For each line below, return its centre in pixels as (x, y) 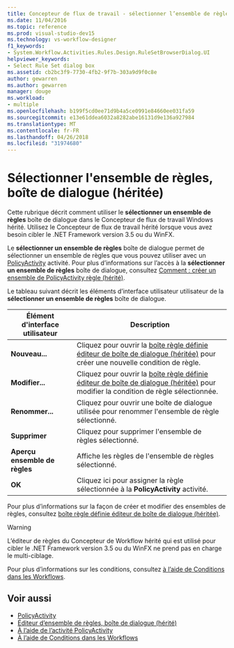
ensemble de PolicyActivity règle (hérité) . (66, 278)
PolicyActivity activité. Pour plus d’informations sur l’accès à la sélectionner (116, 263)
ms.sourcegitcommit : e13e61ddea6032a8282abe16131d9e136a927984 (101, 117)
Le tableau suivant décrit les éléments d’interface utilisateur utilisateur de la (116, 291)
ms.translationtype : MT (42, 124)
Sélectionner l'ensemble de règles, (110, 178)
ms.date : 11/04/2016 (37, 20)
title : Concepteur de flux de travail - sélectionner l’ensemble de (109, 14)
